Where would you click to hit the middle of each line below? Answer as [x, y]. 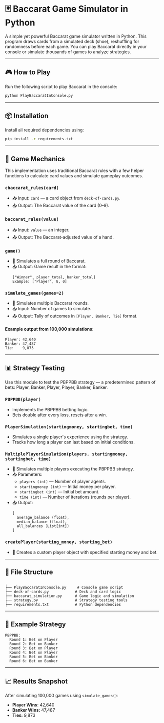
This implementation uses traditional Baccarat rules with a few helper [74, 170]
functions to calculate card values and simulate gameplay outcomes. [74, 176]
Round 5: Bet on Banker [33, 657]
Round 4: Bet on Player [33, 653]
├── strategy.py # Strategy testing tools [66, 600]
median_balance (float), [42, 522]
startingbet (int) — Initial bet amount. [59, 492]
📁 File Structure [29, 572]
